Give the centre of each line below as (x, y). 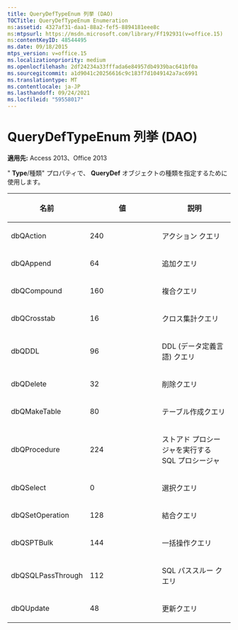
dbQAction (29, 236)
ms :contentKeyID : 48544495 (47, 40)
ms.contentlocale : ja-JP (44, 87)
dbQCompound (36, 290)
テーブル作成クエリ (194, 411)
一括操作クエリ (187, 543)
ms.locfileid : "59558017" (45, 100)
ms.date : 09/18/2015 (38, 47)
